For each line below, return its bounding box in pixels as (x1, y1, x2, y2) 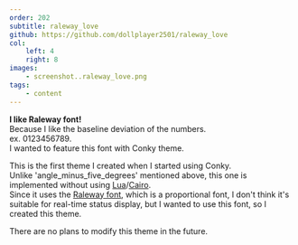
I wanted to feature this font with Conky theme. (9, 142, 185, 154)
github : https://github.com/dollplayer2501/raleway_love (9, 30, 228, 39)
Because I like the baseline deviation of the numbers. (9, 123, 207, 134)
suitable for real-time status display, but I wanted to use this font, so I (9, 198, 267, 209)
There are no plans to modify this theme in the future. (9, 225, 209, 236)
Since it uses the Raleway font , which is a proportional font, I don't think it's (9, 189, 290, 200)
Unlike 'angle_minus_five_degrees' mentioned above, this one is (9, 169, 247, 181)
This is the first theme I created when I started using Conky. (9, 160, 232, 171)
